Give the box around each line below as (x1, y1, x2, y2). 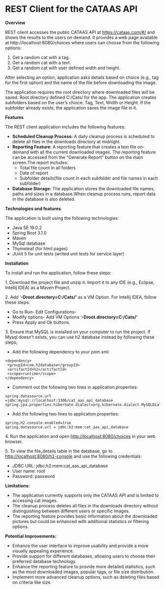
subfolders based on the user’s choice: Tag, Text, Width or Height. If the (5, 99, 151, 105)
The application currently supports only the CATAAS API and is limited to (12, 492, 159, 498)
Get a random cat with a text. (12, 59, 71, 65)
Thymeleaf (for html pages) (12, 245, 68, 251)
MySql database (12, 240, 46, 246)
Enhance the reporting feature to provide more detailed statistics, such (12, 563, 156, 569)
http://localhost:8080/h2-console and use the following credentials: (5, 453, 142, 459)
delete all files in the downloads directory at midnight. (12, 139, 121, 145)
